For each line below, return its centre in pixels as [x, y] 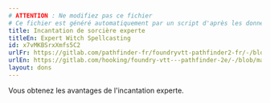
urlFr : [19, 53]
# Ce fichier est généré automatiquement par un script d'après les [125, 23]
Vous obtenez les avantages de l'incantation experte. [96, 90]
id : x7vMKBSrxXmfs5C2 [45, 46]
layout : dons [30, 68]
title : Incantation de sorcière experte [77, 30]
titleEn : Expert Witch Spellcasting [70, 38]
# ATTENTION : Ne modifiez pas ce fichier [80, 16]
